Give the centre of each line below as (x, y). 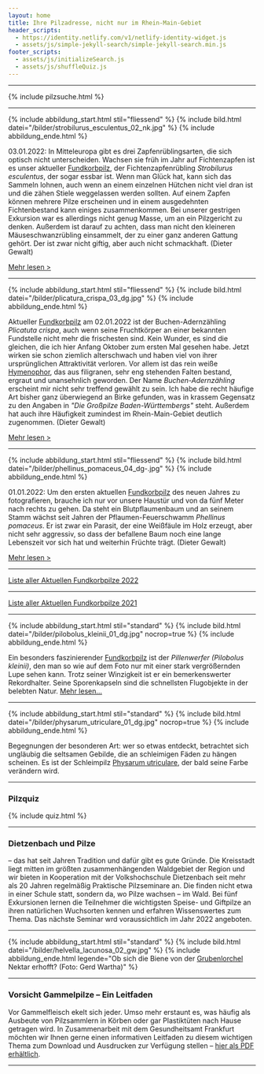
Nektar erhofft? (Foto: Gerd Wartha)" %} (73, 967)
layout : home (29, 15)
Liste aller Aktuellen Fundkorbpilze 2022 (73, 580)
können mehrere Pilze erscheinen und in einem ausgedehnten (108, 201)
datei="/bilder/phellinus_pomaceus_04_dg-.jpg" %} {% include (110, 468)
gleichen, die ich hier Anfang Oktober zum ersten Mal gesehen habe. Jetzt (129, 347)
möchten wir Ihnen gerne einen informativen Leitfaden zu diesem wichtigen (130, 1037)
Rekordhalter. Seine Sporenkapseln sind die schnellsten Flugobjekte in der (128, 682)
